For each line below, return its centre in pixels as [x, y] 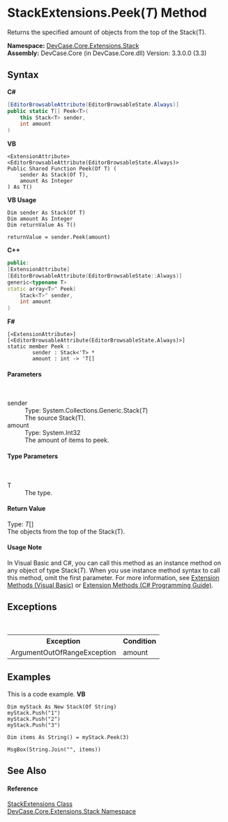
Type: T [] [21, 524]
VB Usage [22, 200]
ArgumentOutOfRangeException [63, 652]
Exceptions [32, 607]
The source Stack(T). [55, 418]
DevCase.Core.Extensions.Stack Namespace [71, 812]
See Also [27, 771]
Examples [29, 677]
